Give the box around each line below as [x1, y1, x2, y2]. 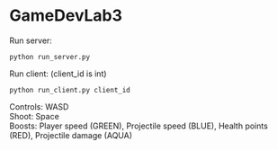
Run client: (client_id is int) [9, 68, 107, 79]
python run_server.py [9, 52, 91, 61]
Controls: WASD [9, 101, 69, 112]
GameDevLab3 [9, 5, 123, 26]
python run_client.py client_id [9, 85, 130, 94]
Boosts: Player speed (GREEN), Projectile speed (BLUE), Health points [9, 120, 268, 131]
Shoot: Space [9, 110, 60, 121]
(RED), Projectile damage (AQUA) [9, 129, 133, 140]
